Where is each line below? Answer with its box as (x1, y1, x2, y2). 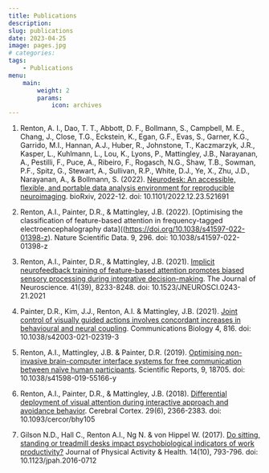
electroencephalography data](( (19, 224, 126, 234)
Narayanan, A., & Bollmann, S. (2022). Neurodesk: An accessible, (19, 174, 236, 185)
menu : (8, 71, 26, 80)
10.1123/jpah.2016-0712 (19, 455, 97, 466)
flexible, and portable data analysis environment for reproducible (19, 183, 234, 193)
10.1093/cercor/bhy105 (19, 414, 96, 424)
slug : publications (8, 27, 74, 35)
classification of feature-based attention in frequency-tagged (19, 216, 223, 226)
